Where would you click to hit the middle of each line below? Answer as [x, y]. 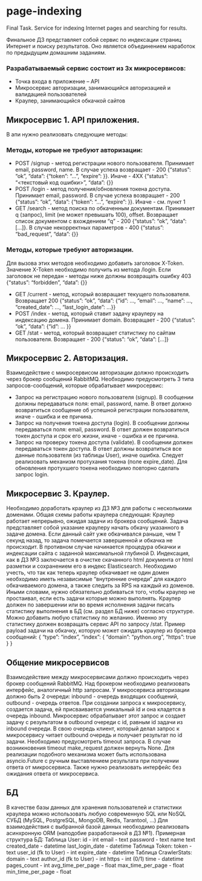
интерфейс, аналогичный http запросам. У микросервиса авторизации [98, 690]
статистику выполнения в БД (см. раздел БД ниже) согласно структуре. [100, 611]
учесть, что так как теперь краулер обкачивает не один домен [88, 573]
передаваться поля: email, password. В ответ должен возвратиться [102, 430]
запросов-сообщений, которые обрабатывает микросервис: [85, 385]
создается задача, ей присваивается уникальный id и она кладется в [96, 710]
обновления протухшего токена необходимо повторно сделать [97, 468]
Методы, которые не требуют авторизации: [75, 150]
